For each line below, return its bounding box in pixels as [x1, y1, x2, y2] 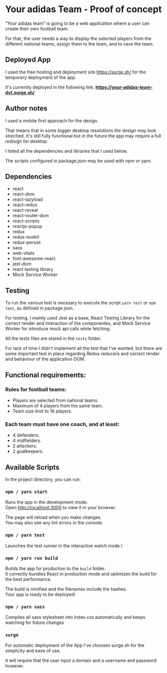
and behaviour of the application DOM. [5, 356, 86, 362]
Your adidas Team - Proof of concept [5, 4, 162, 15]
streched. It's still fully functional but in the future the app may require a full [5, 132, 161, 139]
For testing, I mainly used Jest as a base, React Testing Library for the [5, 315, 150, 321]
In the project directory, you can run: [5, 476, 81, 482]
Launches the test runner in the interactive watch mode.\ [5, 543, 123, 549]
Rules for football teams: [5, 386, 67, 393]
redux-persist [12, 239, 41, 246]
